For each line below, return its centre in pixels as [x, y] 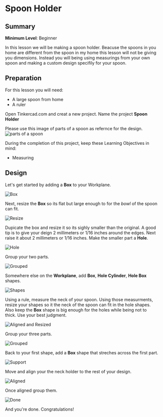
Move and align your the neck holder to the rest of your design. [68, 371]
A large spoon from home [38, 99]
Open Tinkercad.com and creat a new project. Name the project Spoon [76, 114]
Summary [20, 26]
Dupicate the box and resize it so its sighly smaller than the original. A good [81, 227]
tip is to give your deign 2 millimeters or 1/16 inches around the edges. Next [81, 233]
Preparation [23, 78]
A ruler [19, 104]
